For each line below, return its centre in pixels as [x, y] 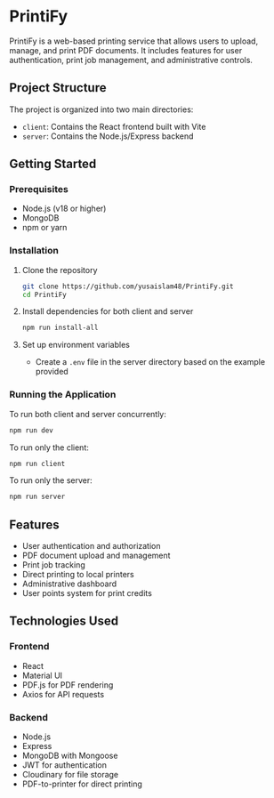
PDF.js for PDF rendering [68, 685]
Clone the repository [60, 270]
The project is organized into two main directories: [101, 109]
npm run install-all [60, 328]
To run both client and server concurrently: [88, 414]
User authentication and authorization [92, 546]
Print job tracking [54, 565]
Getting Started [53, 164]
